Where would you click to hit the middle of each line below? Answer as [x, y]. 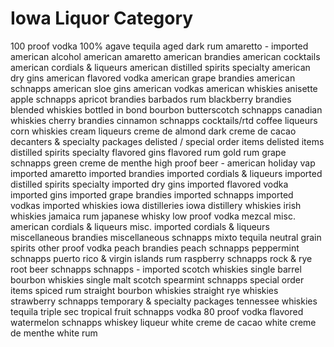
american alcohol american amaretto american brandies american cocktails [165, 56]
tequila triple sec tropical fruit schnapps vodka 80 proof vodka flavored [157, 311]
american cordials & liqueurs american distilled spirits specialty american [160, 67]
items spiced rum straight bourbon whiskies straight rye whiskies [144, 290]
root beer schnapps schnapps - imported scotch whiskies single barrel [156, 269]
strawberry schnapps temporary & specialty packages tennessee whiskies [164, 301]
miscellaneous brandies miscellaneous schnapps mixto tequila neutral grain [166, 237]
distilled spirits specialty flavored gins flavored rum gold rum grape [148, 152]
